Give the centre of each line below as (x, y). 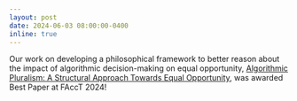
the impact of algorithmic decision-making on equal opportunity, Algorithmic (148, 68)
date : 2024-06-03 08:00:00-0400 (69, 26)
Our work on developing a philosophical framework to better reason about (145, 59)
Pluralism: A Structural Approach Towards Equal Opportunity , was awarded (146, 78)
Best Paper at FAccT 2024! (58, 87)
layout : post (33, 17)
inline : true (33, 34)
